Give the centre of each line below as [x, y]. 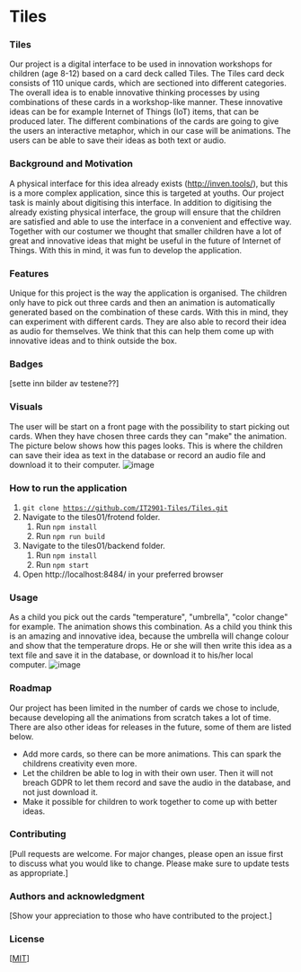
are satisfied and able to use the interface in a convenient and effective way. [150, 221]
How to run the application [68, 488]
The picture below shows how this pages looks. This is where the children [146, 446]
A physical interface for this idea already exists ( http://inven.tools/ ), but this [149, 183]
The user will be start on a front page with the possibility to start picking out [150, 426]
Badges [26, 364]
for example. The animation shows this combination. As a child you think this [151, 627]
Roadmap [31, 688]
